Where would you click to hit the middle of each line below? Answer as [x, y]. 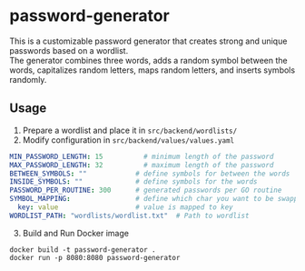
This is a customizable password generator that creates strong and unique [148, 41]
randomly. [28, 79]
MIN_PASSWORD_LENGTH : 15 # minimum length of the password [142, 156]
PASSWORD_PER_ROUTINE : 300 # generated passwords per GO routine [146, 191]
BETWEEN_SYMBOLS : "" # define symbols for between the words [150, 174]
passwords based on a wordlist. [69, 50]
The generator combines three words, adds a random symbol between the [148, 60]
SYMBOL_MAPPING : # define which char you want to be [142, 199]
